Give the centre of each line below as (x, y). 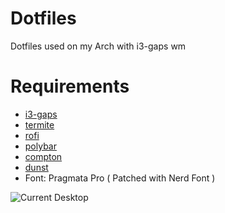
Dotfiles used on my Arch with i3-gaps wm (98, 46)
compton (43, 156)
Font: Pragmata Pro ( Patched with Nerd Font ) (120, 178)
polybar (40, 146)
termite (39, 124)
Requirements (70, 86)
